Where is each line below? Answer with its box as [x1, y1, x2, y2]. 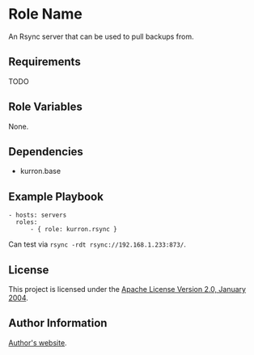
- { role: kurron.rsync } [29, 226, 117, 234]
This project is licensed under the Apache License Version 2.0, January [8, 285, 247, 294]
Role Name [8, 5, 83, 23]
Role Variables [8, 100, 83, 114]
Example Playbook [8, 189, 104, 203]
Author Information [8, 316, 108, 330]
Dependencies [8, 145, 83, 158]
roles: [15, 218, 38, 226]
